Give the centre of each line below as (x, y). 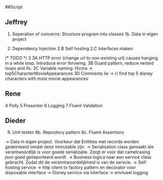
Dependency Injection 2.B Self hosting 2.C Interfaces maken (72, 49)
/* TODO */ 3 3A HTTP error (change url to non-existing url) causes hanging (81, 58)
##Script (14, 7)
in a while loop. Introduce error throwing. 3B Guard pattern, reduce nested (80, 63)
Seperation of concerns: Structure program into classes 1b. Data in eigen (85, 34)
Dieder (15, 121)
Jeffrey (16, 22)
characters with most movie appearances (47, 78)
